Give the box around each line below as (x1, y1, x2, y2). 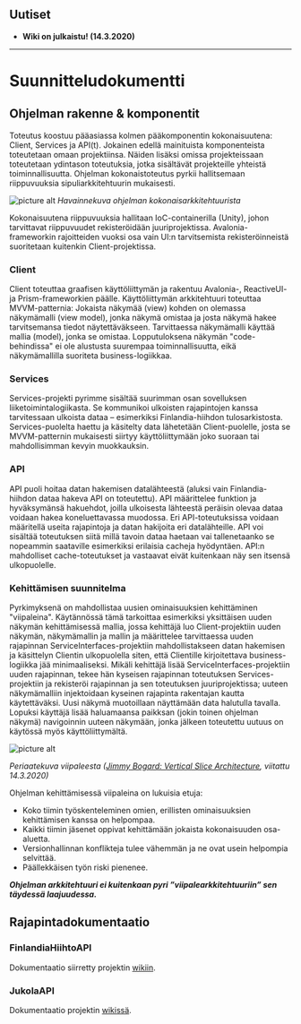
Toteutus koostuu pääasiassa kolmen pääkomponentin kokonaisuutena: (9, 130, 273, 141)
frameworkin (9, 231, 56, 242)
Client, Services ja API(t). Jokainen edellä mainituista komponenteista (9, 139, 265, 151)
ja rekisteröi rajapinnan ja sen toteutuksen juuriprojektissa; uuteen (45, 678, 288, 689)
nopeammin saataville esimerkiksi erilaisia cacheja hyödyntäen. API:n (9, 540, 265, 551)
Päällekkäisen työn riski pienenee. (21, 862, 149, 873)
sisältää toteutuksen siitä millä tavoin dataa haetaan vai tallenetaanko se (9, 530, 275, 541)
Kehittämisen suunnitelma (9, 581, 126, 594)
